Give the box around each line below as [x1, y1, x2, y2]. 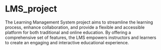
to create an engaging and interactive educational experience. [5, 39, 129, 45]
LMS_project [5, 3, 57, 14]
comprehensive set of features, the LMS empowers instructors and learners [5, 35, 157, 40]
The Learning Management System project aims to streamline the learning [5, 19, 153, 25]
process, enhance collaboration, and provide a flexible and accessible [5, 24, 145, 30]
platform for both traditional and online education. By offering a [5, 29, 131, 35]
